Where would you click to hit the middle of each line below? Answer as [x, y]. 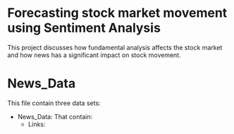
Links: [37, 124]
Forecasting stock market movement [117, 13]
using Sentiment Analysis [84, 28]
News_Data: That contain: [55, 116]
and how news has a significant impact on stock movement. [94, 55]
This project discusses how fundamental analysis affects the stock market [115, 47]
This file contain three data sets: [54, 103]
